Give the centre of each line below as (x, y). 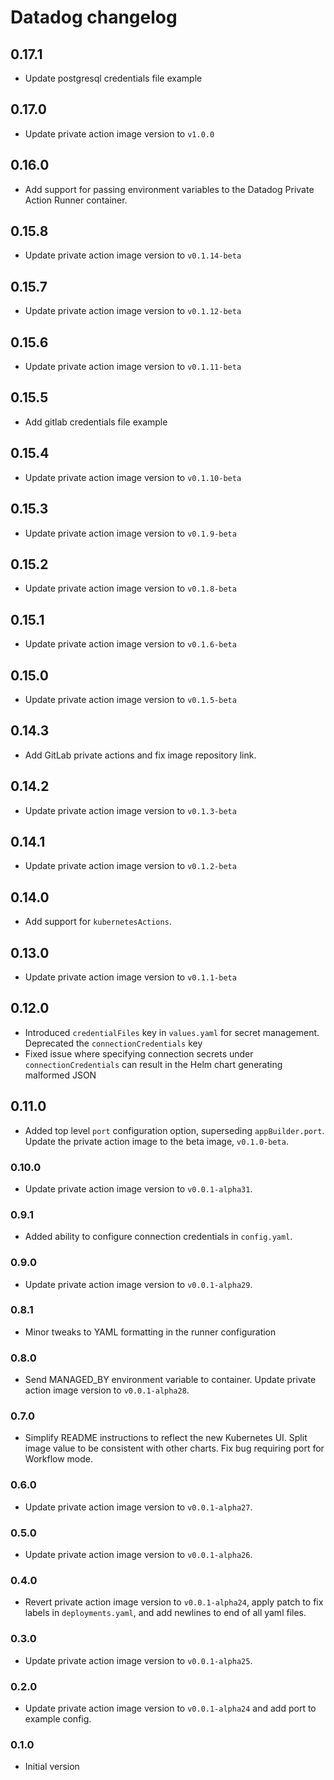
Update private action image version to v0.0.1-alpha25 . (138, 1660)
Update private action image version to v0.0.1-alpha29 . (138, 1284)
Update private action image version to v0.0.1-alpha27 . (138, 1507)
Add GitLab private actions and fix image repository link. (140, 755)
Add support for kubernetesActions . (98, 922)
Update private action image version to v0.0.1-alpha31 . (138, 1188)
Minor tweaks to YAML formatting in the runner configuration (150, 1332)
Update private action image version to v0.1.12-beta (133, 311)
